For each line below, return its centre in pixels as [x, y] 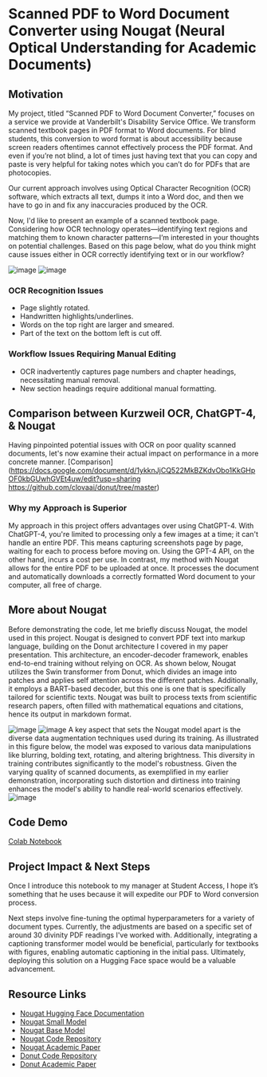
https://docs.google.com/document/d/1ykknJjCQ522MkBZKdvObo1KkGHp [133, 471]
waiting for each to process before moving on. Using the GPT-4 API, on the [132, 550]
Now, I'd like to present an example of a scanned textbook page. [114, 221]
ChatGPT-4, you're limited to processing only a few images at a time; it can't [133, 534]
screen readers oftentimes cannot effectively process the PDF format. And [131, 147]
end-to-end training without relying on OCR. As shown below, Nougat [122, 663]
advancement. [32, 969]
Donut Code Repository [58, 1055]
